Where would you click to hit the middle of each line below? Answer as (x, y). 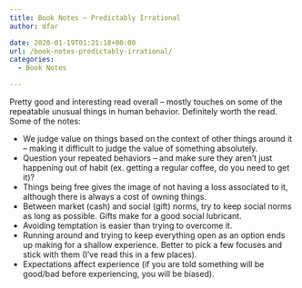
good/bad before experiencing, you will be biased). (119, 274)
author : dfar (34, 26)
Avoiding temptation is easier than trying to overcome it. (127, 225)
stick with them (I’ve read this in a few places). (110, 254)
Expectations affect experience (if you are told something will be (143, 264)
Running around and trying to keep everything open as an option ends (154, 235)
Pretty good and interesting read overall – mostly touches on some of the (146, 102)
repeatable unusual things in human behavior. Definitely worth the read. (143, 111)
